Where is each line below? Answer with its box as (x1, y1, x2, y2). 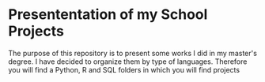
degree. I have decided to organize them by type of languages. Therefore (8, 57, 248, 66)
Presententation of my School (8, 6, 208, 24)
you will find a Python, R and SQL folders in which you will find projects (8, 65, 240, 74)
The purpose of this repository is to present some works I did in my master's (8, 48, 257, 58)
